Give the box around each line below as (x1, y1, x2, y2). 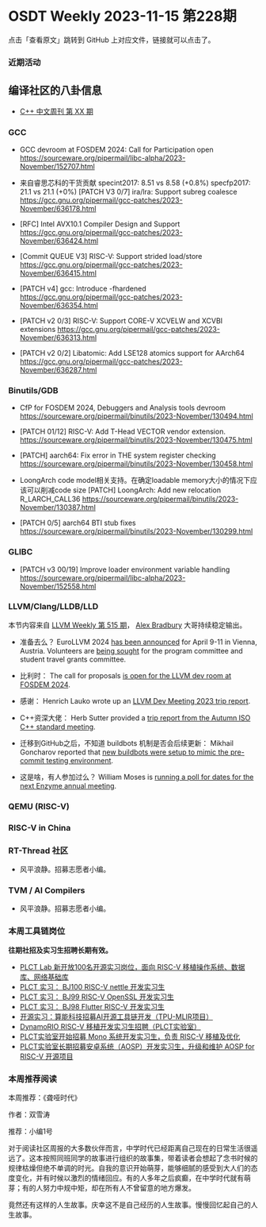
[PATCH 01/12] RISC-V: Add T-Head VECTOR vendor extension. (19, 426, 226, 437)
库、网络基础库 (19, 972, 69, 982)
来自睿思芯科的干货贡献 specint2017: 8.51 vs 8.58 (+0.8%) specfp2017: (19, 178, 251, 187)
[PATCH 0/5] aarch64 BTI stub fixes (19, 518, 136, 528)
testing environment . (46, 755, 113, 765)
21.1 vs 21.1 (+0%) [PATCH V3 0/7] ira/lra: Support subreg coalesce (19, 187, 237, 196)
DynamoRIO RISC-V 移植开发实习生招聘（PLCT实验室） (19, 1021, 201, 1031)
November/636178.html (19, 203, 97, 213)
